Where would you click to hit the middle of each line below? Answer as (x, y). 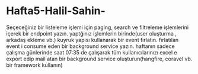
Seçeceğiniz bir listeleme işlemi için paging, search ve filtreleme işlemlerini (97, 27)
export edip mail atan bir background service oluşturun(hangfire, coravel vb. (99, 59)
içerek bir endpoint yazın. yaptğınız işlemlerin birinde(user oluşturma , (91, 33)
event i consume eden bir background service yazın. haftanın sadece (90, 46)
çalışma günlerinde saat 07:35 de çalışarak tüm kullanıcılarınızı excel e (92, 52)
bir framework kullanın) (35, 65)
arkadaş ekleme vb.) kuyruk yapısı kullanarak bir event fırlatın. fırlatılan (92, 40)
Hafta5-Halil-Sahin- (56, 11)
